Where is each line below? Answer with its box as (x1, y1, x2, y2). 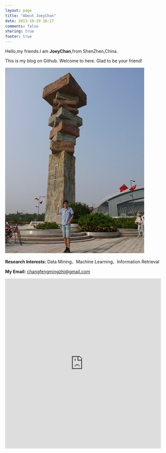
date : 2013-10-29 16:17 (5, 18, 54, 23)
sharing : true (5, 29, 35, 34)
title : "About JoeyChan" (5, 13, 56, 18)
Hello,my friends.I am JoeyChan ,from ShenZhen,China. (5, 48, 118, 54)
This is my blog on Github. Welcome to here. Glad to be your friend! (5, 58, 142, 64)
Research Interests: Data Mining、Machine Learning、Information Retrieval (5, 259, 160, 265)
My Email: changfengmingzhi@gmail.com (5, 269, 90, 274)
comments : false (5, 24, 39, 29)
